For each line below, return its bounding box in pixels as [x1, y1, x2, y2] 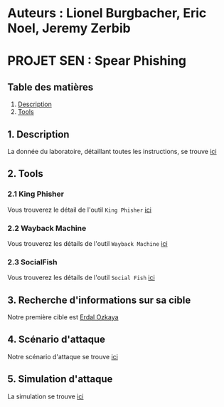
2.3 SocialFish [7, 257, 58, 267]
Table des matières [7, 81, 94, 93]
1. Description [7, 128, 70, 140]
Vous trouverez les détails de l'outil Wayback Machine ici [7, 239, 169, 247]
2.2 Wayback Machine [7, 223, 87, 233]
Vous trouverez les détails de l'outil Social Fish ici [7, 273, 155, 282]
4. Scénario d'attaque [7, 334, 105, 346]
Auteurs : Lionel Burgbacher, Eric [7, 5, 207, 21]
